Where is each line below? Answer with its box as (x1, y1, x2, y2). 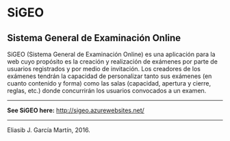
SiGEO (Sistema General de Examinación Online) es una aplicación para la (7, 50, 216, 58)
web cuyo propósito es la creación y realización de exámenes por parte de (7, 57, 218, 66)
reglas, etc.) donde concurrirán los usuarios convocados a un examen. (7, 87, 207, 94)
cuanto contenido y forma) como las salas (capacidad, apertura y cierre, (7, 79, 212, 87)
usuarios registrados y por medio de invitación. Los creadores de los (7, 65, 201, 73)
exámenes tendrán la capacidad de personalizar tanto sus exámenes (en (7, 72, 212, 80)
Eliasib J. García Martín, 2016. (7, 126, 90, 134)
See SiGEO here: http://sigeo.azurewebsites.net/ (7, 106, 145, 114)
